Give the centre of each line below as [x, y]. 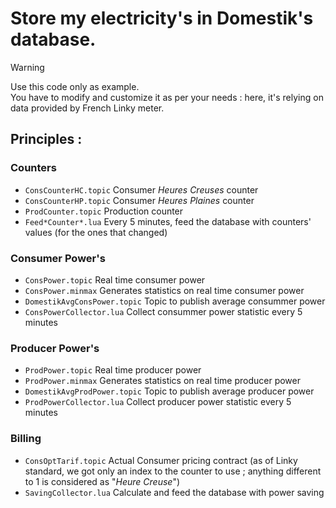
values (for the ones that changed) [96, 232]
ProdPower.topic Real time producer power [113, 370]
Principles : [46, 139]
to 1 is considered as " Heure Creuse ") [102, 481]
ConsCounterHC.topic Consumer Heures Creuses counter [141, 189]
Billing [26, 439]
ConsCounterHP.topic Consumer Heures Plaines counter [139, 200]
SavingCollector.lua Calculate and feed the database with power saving [174, 492]
